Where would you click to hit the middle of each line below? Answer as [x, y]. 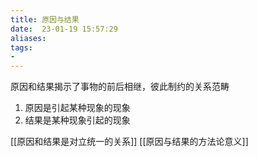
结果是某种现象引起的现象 [77, 120]
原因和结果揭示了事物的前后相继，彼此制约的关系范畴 [120, 87]
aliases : [28, 38]
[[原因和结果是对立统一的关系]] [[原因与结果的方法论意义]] [129, 142]
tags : [21, 47]
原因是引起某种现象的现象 [77, 108]
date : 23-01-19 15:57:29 [64, 29]
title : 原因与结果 [45, 19]
